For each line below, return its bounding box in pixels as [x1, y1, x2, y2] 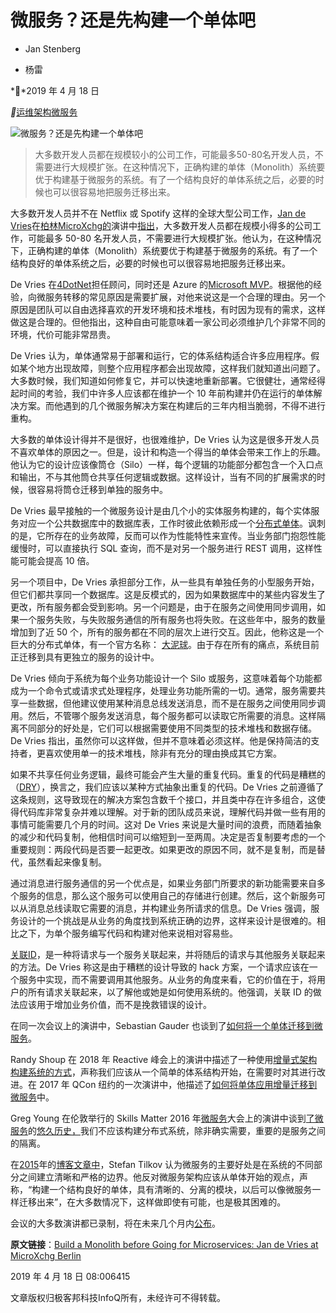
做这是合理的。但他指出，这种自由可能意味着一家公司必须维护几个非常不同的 [10, 316, 326, 328]
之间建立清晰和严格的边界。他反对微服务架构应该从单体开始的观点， [18, 1171, 300, 1183]
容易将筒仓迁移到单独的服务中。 [36, 483, 168, 495]
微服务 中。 [10, 1091, 55, 1103]
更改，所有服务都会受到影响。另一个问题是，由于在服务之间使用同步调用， [10, 601, 317, 613]
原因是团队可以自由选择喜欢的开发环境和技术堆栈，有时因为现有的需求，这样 [10, 303, 326, 315]
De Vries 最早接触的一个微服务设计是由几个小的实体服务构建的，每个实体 [10, 504, 312, 516]
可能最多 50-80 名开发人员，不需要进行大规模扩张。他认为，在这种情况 [27, 232, 322, 244]
